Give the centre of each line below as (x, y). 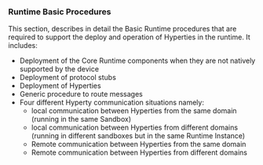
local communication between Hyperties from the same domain (134, 111)
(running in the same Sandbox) (81, 119)
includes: (23, 46)
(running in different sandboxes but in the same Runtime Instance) (138, 136)
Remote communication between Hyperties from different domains (139, 152)
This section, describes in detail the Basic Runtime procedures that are (122, 29)
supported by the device (59, 69)
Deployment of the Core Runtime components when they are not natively (137, 60)
